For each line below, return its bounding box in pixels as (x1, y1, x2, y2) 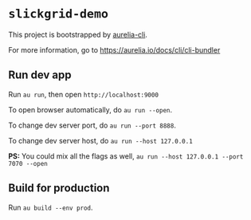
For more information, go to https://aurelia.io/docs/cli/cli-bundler (8, 45, 221, 54)
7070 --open (8, 159, 48, 167)
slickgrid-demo (8, 6, 109, 22)
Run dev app (8, 69, 72, 82)
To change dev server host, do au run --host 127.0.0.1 (8, 136, 193, 145)
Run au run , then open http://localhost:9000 (8, 89, 159, 99)
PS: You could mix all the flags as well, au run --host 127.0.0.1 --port (8, 151, 244, 161)
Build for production (8, 182, 110, 195)
